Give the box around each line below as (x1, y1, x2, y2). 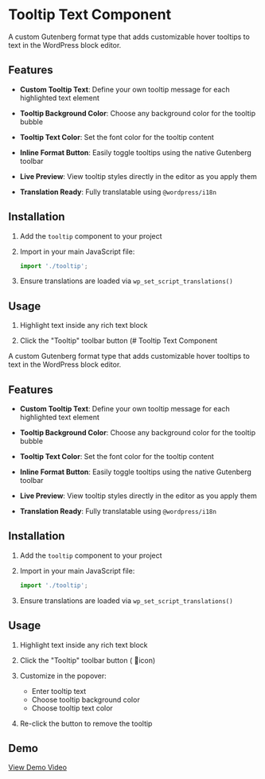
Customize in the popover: (19, 671, 107, 680)
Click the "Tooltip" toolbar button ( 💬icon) (19, 655, 156, 665)
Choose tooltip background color (31, 695, 141, 704)
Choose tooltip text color (31, 703, 113, 713)
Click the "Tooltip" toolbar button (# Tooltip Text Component (19, 336, 217, 345)
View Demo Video (8, 762, 68, 773)
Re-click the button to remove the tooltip (19, 719, 153, 728)
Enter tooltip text (31, 686, 87, 695)
